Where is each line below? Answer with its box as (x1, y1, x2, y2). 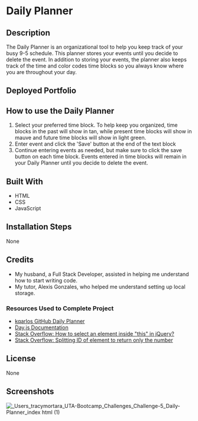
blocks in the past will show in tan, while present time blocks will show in (14, 128, 192, 135)
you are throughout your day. (6, 69, 77, 75)
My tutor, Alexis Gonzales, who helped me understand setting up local (14, 283, 186, 290)
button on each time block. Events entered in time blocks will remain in (14, 153, 187, 160)
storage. (14, 289, 35, 297)
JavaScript (14, 205, 41, 212)
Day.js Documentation (14, 324, 69, 331)
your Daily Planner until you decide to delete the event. (14, 159, 148, 166)
